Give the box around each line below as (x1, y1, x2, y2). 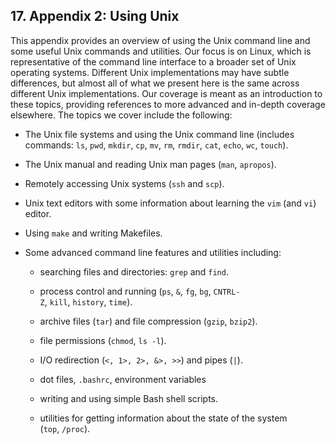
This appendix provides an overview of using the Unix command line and (10, 34, 311, 46)
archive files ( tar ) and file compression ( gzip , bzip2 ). (39, 315, 258, 327)
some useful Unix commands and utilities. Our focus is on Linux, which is (10, 45, 312, 57)
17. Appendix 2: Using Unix (10, 8, 180, 25)
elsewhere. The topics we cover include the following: (10, 109, 233, 121)
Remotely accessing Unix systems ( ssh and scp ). (24, 177, 225, 189)
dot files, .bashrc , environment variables (39, 373, 207, 385)
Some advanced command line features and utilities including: (24, 246, 282, 258)
